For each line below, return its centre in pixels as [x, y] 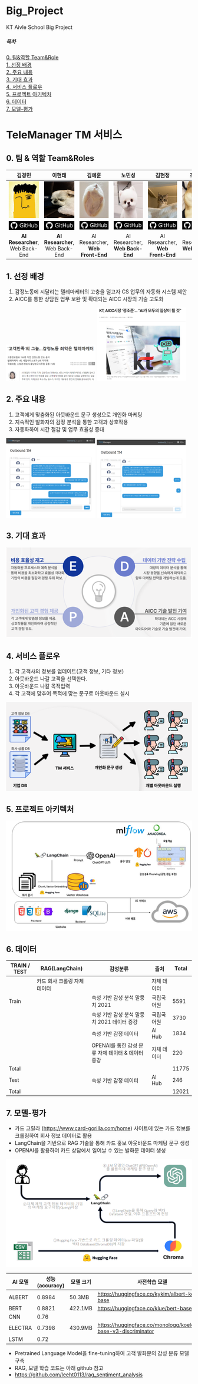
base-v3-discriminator [126, 1331]
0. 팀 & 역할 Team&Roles [50, 158]
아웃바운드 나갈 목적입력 [42, 686]
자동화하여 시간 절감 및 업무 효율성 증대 [60, 429]
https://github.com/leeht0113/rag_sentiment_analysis [79, 1375]
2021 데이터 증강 [118, 1022]
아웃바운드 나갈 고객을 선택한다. [51, 679]
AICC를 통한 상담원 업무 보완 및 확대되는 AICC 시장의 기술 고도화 [89, 299]
